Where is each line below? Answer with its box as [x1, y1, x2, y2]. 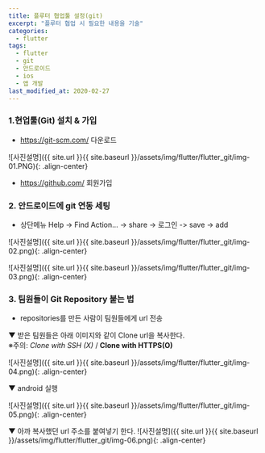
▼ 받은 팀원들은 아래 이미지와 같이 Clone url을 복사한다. [8, 330, 185, 340]
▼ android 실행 [8, 384, 58, 393]
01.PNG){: [8, 161, 41, 170]
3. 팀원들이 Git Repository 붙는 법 [8, 293, 135, 304]
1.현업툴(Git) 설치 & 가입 [8, 115, 97, 126]
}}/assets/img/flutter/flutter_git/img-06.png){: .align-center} [8, 435, 206, 445]
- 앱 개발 [15, 79, 43, 87]
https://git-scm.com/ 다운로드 [19, 135, 117, 145]
